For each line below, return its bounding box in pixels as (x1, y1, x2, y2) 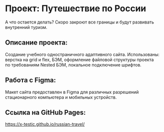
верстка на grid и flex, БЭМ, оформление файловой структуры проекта (5, 57, 154, 63)
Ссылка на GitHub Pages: (5, 108, 86, 116)
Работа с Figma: (5, 76, 56, 85)
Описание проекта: (5, 39, 68, 47)
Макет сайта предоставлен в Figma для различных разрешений (5, 89, 139, 95)
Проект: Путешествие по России (5, 3, 146, 14)
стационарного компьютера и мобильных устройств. (5, 94, 117, 100)
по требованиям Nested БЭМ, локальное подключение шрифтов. (5, 62, 142, 67)
